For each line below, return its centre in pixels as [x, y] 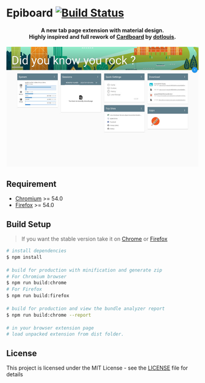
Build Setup [29, 224]
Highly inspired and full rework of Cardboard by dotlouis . [103, 37]
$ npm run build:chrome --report [49, 315]
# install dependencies [37, 251]
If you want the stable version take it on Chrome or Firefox [94, 239]
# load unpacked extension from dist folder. [65, 334]
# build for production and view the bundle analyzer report [86, 308]
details [15, 374]
